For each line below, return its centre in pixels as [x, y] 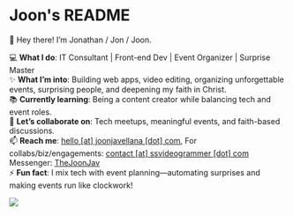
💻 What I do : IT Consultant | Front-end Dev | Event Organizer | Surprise [140, 57]
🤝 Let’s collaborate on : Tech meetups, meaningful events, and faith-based [145, 121]
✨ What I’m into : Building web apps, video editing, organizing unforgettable [146, 79]
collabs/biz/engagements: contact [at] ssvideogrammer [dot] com [129, 153]
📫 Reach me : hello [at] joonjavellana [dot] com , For [103, 140]
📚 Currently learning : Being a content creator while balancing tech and [140, 99]
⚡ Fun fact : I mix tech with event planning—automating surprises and [135, 172]
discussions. [32, 130]
